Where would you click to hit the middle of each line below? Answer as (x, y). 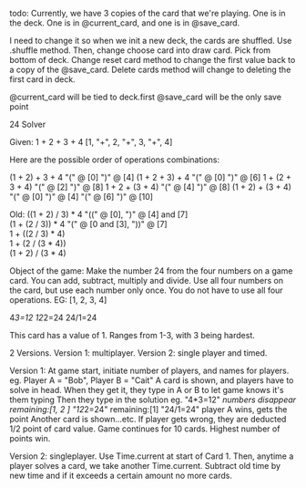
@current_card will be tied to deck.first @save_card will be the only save (146, 97)
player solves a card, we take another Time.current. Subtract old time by (145, 466)
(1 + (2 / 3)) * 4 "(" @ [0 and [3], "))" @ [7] (88, 224)
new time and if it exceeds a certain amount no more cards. (121, 475)
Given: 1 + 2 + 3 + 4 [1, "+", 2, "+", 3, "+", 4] (91, 142)
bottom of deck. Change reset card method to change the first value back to (153, 60)
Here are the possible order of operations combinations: (115, 160)
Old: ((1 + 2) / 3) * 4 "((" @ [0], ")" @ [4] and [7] (99, 214)
